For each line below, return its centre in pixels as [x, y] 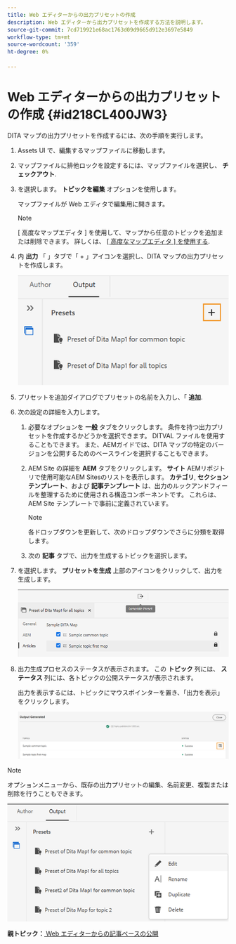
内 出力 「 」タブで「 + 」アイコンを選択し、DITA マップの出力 [109, 256]
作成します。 [48, 265]
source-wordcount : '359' [44, 45]
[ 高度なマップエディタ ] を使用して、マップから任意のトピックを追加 [117, 232]
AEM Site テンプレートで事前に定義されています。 [100, 503]
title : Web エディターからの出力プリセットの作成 [71, 15]
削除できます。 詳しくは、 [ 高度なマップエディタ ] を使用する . [120, 241]
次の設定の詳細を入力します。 [60, 412]
